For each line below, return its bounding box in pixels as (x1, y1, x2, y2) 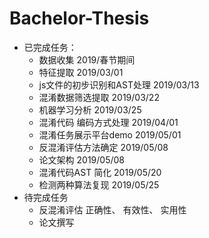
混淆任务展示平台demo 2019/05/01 (38, 128, 182, 141)
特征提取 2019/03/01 (38, 66, 124, 78)
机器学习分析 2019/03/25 (38, 103, 142, 116)
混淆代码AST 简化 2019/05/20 (38, 166, 162, 178)
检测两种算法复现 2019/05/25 (38, 178, 160, 191)
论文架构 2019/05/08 (38, 153, 125, 166)
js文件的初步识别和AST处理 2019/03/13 (38, 78, 200, 91)
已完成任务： (23, 41, 77, 53)
